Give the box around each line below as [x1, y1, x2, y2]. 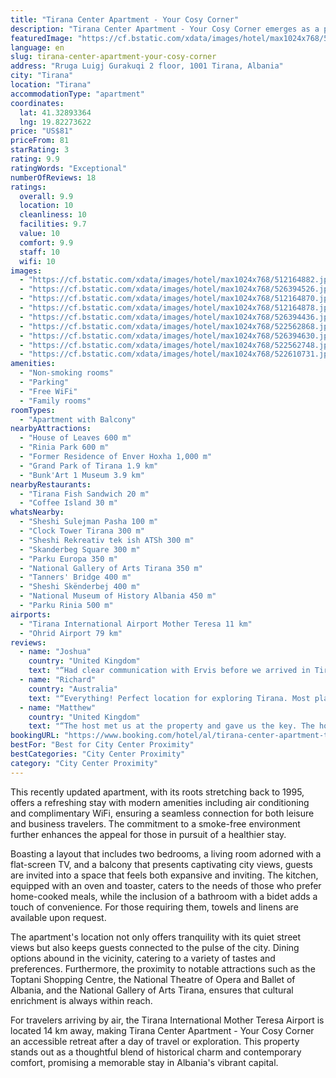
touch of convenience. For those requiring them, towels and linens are [10, 901, 299, 913]
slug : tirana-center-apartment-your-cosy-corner [10, 52, 217, 62]
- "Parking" [19, 377, 70, 387]
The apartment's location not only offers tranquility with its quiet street [10, 931, 302, 943]
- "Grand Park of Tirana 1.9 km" [19, 461, 159, 471]
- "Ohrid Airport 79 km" [19, 628, 123, 638]
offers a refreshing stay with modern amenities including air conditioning [10, 796, 310, 808]
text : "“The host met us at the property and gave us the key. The [28, 721, 315, 731]
